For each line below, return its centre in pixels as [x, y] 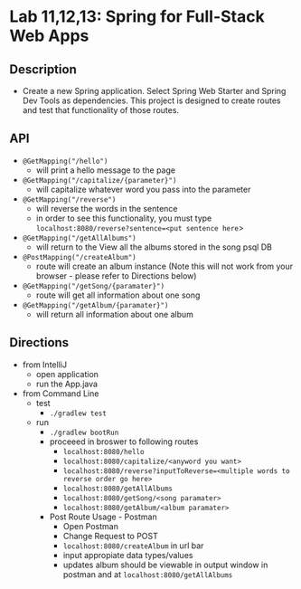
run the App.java [66, 384]
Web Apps [49, 36]
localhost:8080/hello [103, 451]
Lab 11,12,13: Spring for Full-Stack [137, 17]
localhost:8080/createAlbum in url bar [133, 546]
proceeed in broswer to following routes [124, 442]
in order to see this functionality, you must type [124, 218]
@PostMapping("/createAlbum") [80, 257]
